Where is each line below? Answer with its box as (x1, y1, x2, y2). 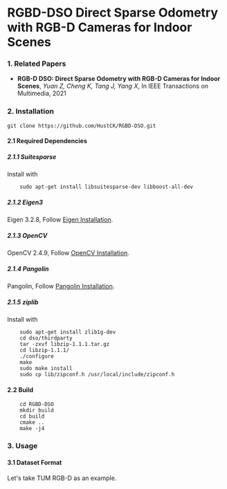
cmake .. (19, 419, 45, 426)
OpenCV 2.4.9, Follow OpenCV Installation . (7, 249, 130, 257)
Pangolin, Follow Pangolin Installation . (7, 282, 115, 290)
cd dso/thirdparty (19, 335, 73, 342)
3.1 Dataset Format (7, 458, 62, 466)
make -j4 (19, 425, 45, 432)
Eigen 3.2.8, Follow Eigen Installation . (7, 216, 113, 224)
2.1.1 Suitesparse (7, 152, 57, 160)
